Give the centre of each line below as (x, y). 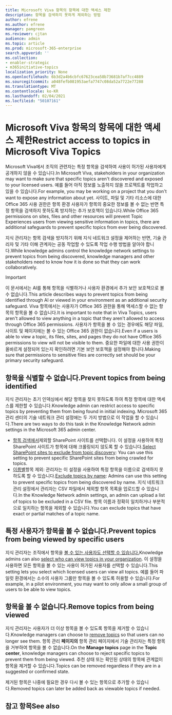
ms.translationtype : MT (31, 86)
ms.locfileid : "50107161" (33, 101)
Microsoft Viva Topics (53, 152)
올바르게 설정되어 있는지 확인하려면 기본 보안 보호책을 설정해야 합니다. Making (83, 349)
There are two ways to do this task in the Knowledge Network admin (83, 424)
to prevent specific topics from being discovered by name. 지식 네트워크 (88, 482)
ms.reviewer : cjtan (26, 34)
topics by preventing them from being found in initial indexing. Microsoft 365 (86, 411)
